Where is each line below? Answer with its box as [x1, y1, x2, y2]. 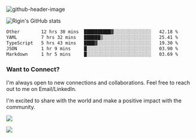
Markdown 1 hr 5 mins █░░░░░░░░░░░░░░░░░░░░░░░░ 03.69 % [6, 51, 179, 57]
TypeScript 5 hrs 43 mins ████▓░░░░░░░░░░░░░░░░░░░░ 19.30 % [6, 40, 179, 46]
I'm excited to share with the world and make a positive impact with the [6, 96, 182, 104]
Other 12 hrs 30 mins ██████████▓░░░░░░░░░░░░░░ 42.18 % [6, 29, 179, 35]
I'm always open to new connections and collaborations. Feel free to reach [6, 78, 191, 86]
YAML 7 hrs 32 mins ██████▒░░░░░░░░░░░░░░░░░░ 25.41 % [6, 34, 179, 40]
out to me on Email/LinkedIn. [6, 85, 77, 92]
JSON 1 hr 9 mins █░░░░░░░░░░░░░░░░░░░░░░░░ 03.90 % [6, 46, 179, 52]
